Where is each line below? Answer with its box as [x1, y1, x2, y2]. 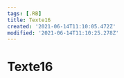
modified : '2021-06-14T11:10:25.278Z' [7, 29, 119, 37]
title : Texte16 [7, 17, 51, 23]
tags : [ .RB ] [7, 10, 42, 17]
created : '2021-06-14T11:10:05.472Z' [7, 23, 116, 30]
